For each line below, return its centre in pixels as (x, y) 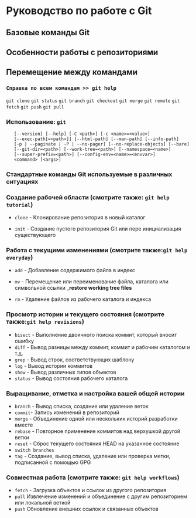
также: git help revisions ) (45, 322)
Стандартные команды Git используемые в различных (89, 174)
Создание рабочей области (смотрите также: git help (88, 197)
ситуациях (22, 181)
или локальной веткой (42, 503)
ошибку (24, 341)
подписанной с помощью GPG (53, 462)
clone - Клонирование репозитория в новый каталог (80, 218)
